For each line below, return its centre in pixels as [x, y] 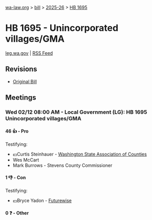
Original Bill [25, 81]
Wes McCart [26, 160]
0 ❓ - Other [17, 213]
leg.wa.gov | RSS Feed [29, 53]
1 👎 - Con [16, 177]
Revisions [21, 69]
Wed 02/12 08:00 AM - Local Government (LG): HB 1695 [76, 112]
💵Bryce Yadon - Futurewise [42, 201]
